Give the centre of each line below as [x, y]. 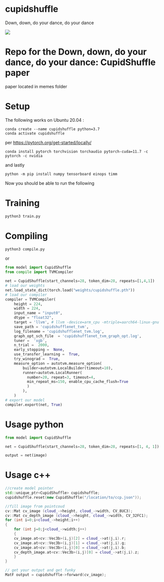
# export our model [25, 400]
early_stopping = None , [39, 350]
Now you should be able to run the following [50, 183]
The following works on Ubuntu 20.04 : [45, 120]
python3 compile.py [25, 249]
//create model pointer [29, 488]
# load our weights [25, 286]
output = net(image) [26, 455]
